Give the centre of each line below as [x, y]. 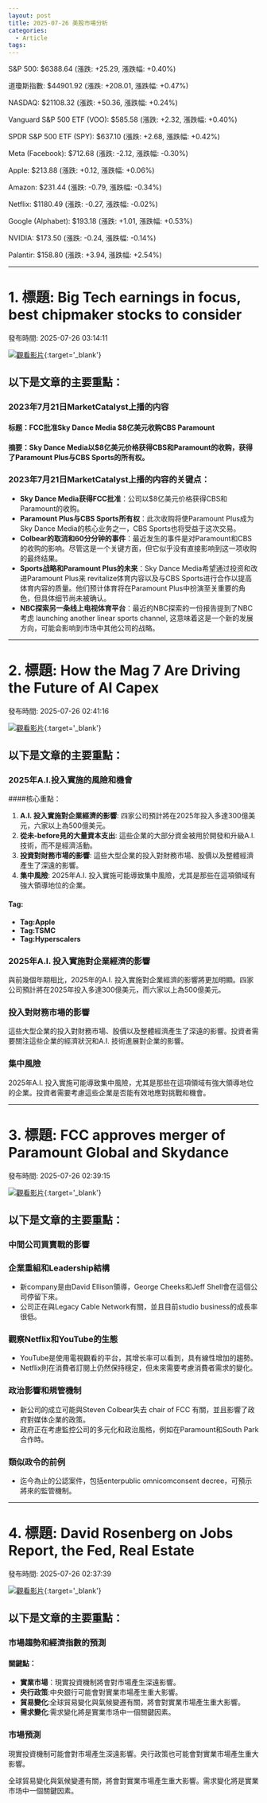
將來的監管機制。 [48, 1491]
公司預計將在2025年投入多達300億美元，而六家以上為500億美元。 [117, 989]
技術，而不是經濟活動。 [58, 845]
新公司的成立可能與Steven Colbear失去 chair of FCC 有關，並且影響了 [133, 1409]
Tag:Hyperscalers [50, 939]
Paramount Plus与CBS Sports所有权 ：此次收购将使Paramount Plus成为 [137, 518]
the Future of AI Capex [84, 688]
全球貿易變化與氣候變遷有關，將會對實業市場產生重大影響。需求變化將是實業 [133, 1781]
